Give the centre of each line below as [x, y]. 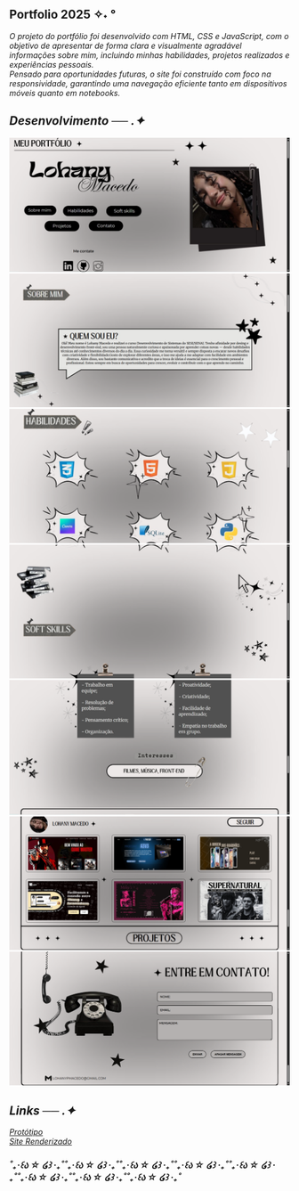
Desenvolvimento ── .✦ [77, 121]
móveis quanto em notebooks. [65, 93]
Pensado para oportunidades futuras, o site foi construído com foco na [140, 74]
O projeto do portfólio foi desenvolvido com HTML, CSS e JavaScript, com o [149, 36]
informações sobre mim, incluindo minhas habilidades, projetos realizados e [149, 55]
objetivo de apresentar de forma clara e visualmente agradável [125, 45]
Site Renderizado [41, 1142]
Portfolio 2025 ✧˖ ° [63, 15]
